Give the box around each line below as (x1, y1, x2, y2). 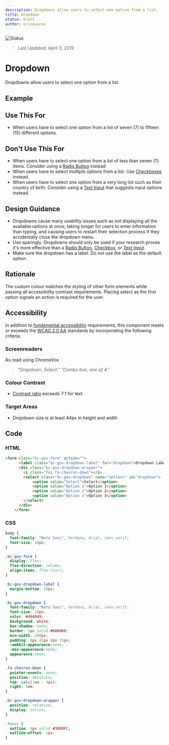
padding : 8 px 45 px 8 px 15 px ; (10, 638, 71, 643)
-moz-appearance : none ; (10, 647, 57, 652)
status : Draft (5, 17, 35, 22)
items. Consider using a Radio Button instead (12, 163, 106, 169)
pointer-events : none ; (10, 670, 57, 675)
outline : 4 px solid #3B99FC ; (10, 726, 71, 731)
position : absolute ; (10, 675, 53, 680)
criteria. (5, 333, 22, 339)
